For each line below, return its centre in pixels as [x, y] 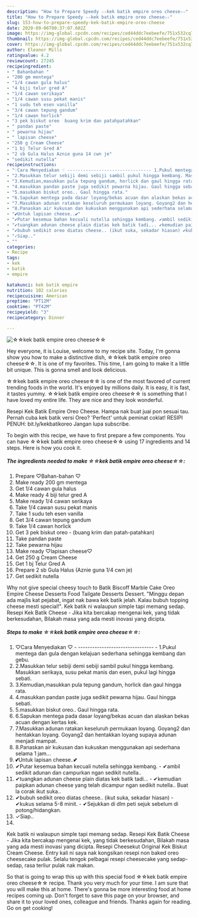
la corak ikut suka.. [38, 791]
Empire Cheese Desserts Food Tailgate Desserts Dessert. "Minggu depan [95, 594]
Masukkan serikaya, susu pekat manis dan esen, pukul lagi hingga [95, 672]
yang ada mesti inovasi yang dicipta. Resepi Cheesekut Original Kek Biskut [97, 846]
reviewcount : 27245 [31, 61]
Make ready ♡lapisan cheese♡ [54, 551]
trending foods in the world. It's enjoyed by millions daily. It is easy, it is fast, [98, 387]
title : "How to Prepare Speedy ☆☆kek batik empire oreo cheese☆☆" [90, 17]
